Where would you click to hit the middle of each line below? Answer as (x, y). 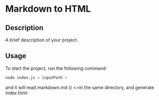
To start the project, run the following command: (56, 68)
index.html (16, 93)
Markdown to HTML (48, 9)
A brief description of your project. (42, 40)
